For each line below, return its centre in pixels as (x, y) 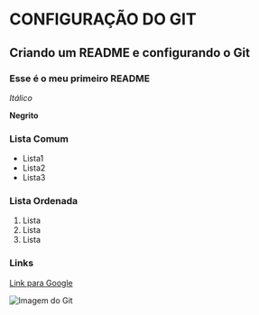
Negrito (24, 115)
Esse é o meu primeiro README (80, 79)
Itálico (21, 97)
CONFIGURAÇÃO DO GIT (103, 19)
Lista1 (33, 159)
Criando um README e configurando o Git (130, 53)
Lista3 (34, 178)
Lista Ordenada (44, 201)
